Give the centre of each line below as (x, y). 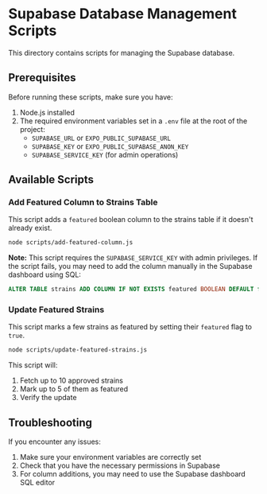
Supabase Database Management (122, 14)
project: (32, 129)
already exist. (30, 228)
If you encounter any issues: (55, 441)
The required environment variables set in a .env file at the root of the (133, 121)
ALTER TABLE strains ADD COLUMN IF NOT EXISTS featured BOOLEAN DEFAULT (131, 290)
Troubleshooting (50, 422)
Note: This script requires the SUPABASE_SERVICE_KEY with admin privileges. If (133, 258)
